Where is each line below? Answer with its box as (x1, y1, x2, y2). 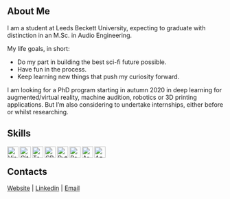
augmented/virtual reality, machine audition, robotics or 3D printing (7, 93, 197, 101)
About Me (7, 6, 50, 17)
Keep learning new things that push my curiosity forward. (16, 72, 180, 81)
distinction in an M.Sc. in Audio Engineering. (7, 31, 133, 39)
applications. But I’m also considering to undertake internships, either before (7, 100, 224, 109)
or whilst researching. (7, 107, 69, 116)
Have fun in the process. (16, 65, 87, 73)
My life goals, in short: (7, 44, 70, 52)
